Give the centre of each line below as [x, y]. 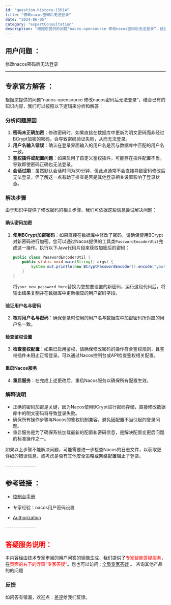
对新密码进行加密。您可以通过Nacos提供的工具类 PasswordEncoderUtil [86, 241]
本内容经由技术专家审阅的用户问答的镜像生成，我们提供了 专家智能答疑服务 [83, 558]
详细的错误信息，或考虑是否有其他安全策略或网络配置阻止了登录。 [74, 456]
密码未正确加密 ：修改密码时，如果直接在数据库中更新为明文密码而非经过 [88, 132]
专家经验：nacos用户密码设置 [44, 507]
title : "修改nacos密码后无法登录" [38, 15]
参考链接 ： [23, 484]
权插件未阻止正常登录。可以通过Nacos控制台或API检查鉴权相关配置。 [85, 355]
